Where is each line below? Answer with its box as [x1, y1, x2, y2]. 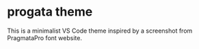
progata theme [7, 4, 93, 20]
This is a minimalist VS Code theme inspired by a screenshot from [7, 27, 193, 35]
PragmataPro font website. [7, 33, 82, 42]
